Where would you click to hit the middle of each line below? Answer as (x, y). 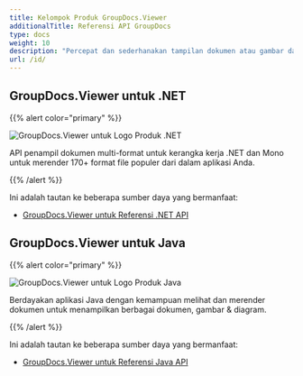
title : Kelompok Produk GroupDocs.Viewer (88, 18)
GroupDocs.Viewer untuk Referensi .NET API (106, 215)
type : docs (30, 34)
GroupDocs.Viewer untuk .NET (98, 96)
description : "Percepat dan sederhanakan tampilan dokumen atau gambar (147, 51)
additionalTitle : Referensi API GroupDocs (90, 26)
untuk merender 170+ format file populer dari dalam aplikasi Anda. (132, 162)
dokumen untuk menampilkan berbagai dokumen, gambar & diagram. (138, 309)
